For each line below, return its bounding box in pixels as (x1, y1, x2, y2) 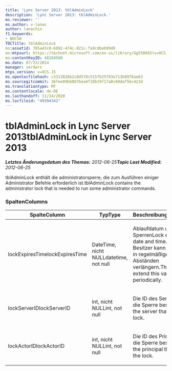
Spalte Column (30, 211, 66, 219)
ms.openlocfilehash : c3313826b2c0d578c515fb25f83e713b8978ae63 (5, 74, 143, 80)
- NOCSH (5, 36, 22, 42)
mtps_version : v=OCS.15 (5, 70, 56, 75)
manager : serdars (5, 65, 42, 70)
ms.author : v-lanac (5, 22, 47, 27)
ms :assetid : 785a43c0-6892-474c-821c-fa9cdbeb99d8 (5, 46, 116, 51)
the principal (133, 346, 163, 353)
